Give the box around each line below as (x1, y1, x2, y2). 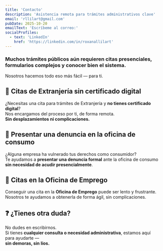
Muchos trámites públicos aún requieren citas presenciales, (5, 55, 152, 62)
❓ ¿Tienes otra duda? (5, 209, 71, 217)
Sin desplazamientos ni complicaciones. (5, 116, 90, 122)
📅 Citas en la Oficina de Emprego (5, 176, 108, 184)
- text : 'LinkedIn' (9, 35, 50, 40)
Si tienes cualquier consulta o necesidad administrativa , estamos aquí (5, 230, 151, 236)
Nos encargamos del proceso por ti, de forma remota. (5, 110, 115, 116)
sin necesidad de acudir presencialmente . (5, 161, 93, 168)
